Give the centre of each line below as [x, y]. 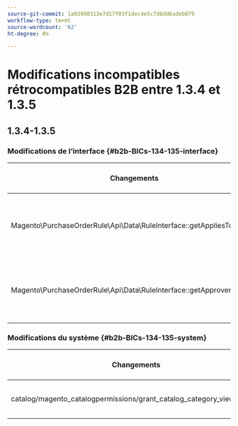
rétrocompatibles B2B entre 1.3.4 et [114, 90]
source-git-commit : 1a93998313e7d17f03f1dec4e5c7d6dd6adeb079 [101, 14]
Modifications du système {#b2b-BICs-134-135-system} [107, 338]
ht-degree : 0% [28, 34]
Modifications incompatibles [94, 75]
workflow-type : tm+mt [39, 21]
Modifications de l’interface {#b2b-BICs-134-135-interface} [113, 151]
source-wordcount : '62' [42, 27]
